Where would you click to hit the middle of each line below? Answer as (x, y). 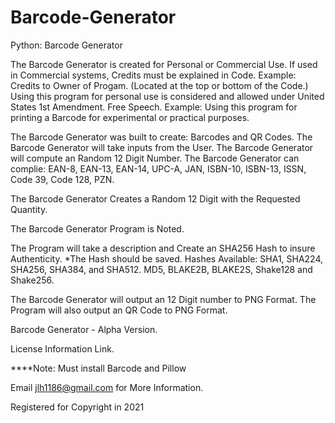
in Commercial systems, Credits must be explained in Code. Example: (153, 75)
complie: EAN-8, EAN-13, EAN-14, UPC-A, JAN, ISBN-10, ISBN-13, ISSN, (158, 168)
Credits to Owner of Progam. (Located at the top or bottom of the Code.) (159, 85)
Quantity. (29, 209)
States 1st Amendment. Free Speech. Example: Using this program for (154, 107)
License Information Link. (62, 348)
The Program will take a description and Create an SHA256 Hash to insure (163, 248)
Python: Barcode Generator (66, 45)
